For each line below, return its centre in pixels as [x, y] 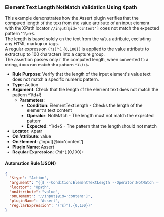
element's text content [49, 110]
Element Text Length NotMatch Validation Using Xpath [71, 7]
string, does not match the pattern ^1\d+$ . [47, 65]
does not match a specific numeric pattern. [55, 79]
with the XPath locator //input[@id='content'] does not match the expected [82, 28]
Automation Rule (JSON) [31, 163]
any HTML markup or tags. [32, 44]
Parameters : [32, 100]
